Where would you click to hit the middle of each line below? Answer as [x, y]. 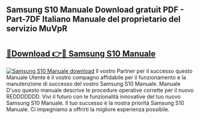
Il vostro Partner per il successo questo [144, 71]
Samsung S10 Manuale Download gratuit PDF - [95, 10]
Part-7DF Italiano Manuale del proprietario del [93, 20]
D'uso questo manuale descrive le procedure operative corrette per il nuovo [100, 90]
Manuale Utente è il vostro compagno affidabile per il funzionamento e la [96, 77]
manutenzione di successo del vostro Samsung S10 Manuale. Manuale [93, 84]
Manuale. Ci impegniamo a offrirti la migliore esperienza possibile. [88, 109]
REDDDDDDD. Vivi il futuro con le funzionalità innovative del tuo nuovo [94, 96]
